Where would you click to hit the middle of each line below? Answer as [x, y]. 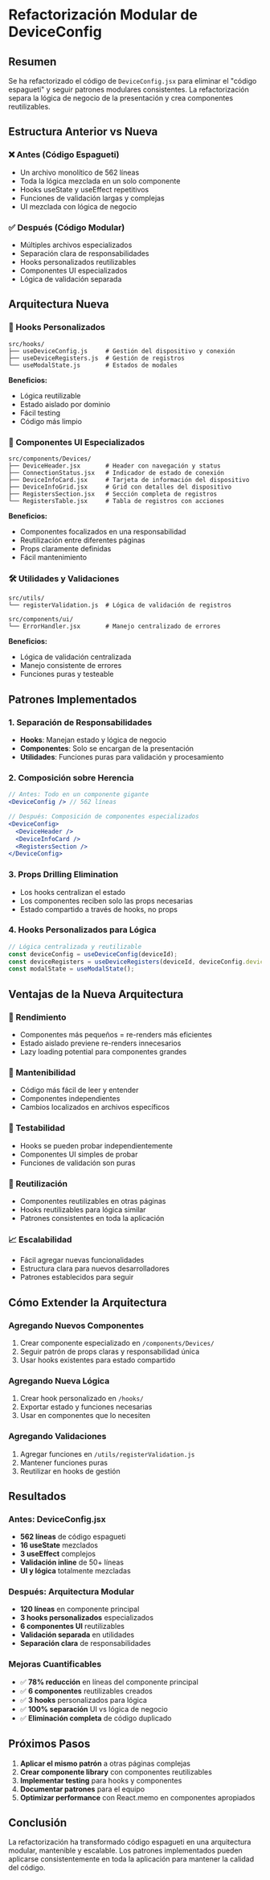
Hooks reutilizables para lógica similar [83, 1210]
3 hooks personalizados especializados [87, 1618]
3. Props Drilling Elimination [63, 875]
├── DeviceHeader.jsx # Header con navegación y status [115, 466]
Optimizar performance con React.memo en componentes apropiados [137, 1797]
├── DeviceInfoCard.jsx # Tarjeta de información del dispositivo [129, 480]
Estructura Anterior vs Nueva [83, 132]
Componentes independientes [70, 1099]
